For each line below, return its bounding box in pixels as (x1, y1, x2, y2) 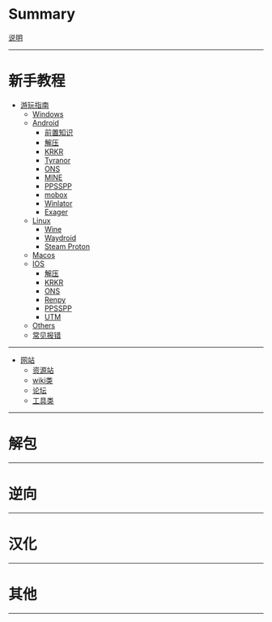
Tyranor (44, 155, 71, 165)
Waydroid (44, 233, 77, 242)
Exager (44, 207, 69, 217)
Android (32, 118, 59, 127)
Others (32, 320, 55, 330)
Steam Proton (44, 241, 91, 251)
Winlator (44, 198, 73, 208)
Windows (32, 109, 64, 118)
